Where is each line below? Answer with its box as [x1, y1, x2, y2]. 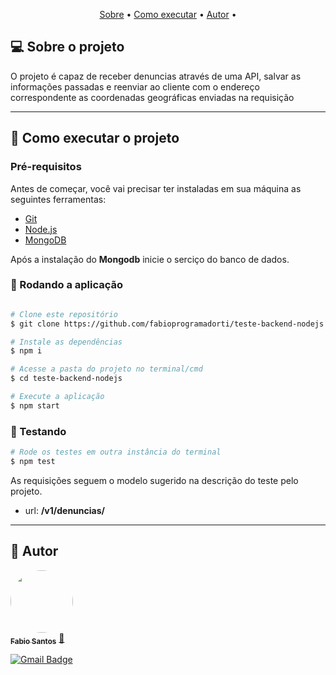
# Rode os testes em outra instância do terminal [10, 447, 222, 458]
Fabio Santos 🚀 [10, 632, 65, 646]
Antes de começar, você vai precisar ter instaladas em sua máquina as [10, 182, 302, 194]
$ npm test [10, 456, 56, 466]
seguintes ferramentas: [10, 193, 107, 205]
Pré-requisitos [10, 160, 82, 174]
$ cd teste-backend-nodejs [10, 374, 123, 384]
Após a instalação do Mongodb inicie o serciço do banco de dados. [10, 253, 290, 265]
